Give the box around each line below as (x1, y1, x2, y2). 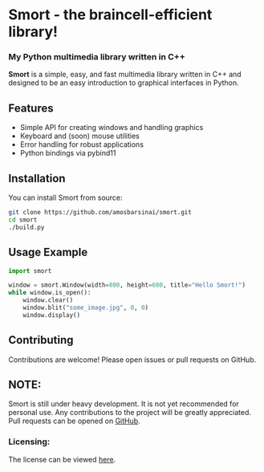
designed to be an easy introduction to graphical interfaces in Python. (8, 78, 239, 87)
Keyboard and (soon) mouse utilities (19, 131, 140, 141)
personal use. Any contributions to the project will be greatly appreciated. (8, 408, 251, 417)
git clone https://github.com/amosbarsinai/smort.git (8, 209, 193, 217)
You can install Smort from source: (8, 193, 123, 202)
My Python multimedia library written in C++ (8, 51, 186, 63)
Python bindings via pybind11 (19, 149, 116, 158)
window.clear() (22, 296, 74, 304)
